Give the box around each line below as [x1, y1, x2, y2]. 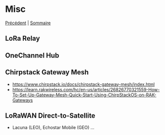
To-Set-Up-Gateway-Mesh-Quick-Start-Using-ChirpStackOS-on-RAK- [12, 92, 157, 98]
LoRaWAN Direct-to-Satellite [5, 111, 96, 120]
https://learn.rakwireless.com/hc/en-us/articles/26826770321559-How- [12, 86, 160, 92]
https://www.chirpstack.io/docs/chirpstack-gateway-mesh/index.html [12, 81, 155, 87]
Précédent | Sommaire [5, 20, 51, 26]
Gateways [12, 97, 33, 103]
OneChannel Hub [5, 51, 59, 60]
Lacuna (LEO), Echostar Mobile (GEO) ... [12, 125, 95, 131]
